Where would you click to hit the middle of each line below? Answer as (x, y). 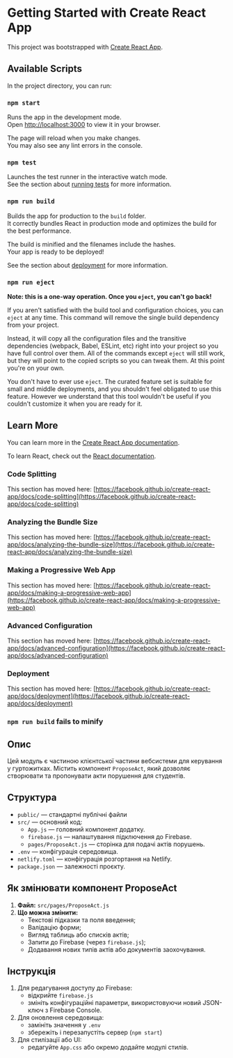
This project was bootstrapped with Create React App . (85, 47)
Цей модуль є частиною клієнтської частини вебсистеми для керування (115, 760)
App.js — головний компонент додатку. (86, 829)
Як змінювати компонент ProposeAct (92, 888)
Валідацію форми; (54, 927)
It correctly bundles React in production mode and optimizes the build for (112, 223)
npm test (22, 162)
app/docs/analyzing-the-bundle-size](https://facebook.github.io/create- (111, 544)
